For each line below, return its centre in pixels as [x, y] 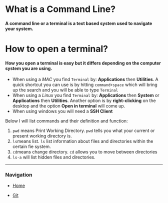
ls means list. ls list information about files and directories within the [83, 141]
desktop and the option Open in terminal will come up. [69, 106]
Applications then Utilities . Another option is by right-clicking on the [84, 100]
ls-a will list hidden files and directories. [54, 157]
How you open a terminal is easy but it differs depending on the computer [83, 63]
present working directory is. [42, 136]
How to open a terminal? [57, 49]
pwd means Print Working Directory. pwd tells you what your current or [83, 130]
